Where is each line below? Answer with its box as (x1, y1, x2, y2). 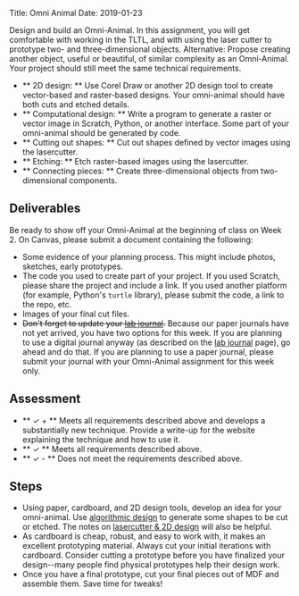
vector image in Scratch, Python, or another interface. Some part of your (21, 118, 290, 129)
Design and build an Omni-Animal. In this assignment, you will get (9, 25, 250, 35)
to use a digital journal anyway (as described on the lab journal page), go (21, 337, 291, 348)
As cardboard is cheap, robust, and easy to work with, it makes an (21, 531, 266, 541)
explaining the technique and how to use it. (21, 433, 181, 445)
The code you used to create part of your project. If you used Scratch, (21, 270, 281, 281)
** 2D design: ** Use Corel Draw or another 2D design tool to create (21, 80, 274, 90)
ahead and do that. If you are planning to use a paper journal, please (21, 346, 274, 357)
